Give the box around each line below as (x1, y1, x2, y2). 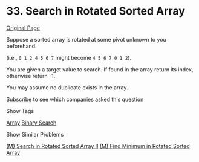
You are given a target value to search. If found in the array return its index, (6, 65, 194, 73)
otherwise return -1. (6, 72, 56, 79)
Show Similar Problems (6, 131, 64, 138)
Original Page (6, 24, 41, 31)
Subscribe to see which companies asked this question (6, 96, 144, 103)
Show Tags (6, 107, 34, 114)
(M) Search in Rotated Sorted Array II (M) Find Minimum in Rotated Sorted (6, 142, 191, 149)
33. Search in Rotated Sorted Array (6, 4, 186, 18)
